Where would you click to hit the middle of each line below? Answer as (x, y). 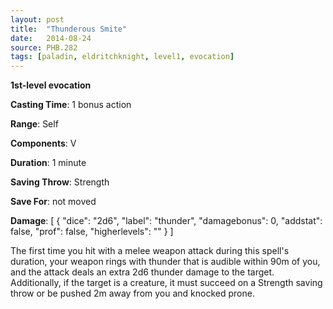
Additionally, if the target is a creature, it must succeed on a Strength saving (166, 283)
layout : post (37, 19)
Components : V (43, 143)
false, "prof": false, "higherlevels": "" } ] (92, 232)
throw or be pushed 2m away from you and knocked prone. (132, 293)
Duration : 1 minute (48, 163)
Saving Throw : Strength (60, 182)
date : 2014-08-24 (51, 38)
